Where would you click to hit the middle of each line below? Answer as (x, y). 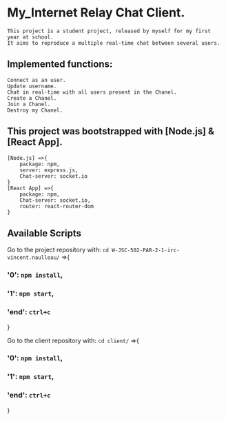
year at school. (30, 37)
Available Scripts (44, 233)
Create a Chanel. (32, 98)
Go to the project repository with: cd (58, 250)
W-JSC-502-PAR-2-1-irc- (146, 250)
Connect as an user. (37, 80)
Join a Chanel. (29, 104)
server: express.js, (49, 170)
